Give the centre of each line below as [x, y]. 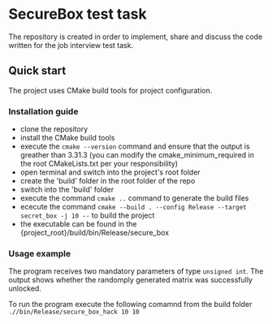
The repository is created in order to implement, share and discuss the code [136, 37]
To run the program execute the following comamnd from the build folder [130, 305]
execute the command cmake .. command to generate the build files [134, 198]
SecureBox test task [78, 14]
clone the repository [54, 129]
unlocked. [25, 288]
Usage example [40, 253]
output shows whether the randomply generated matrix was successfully [131, 280]
